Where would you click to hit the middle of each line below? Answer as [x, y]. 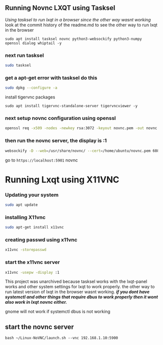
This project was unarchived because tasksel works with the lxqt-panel [76, 281]
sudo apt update [21, 205]
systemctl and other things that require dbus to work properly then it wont [81, 297]
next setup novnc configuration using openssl [60, 118]
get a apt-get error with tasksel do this [51, 78]
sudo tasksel [18, 66]
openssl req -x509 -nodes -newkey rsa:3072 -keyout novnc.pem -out [75, 128]
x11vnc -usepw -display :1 [32, 272]
